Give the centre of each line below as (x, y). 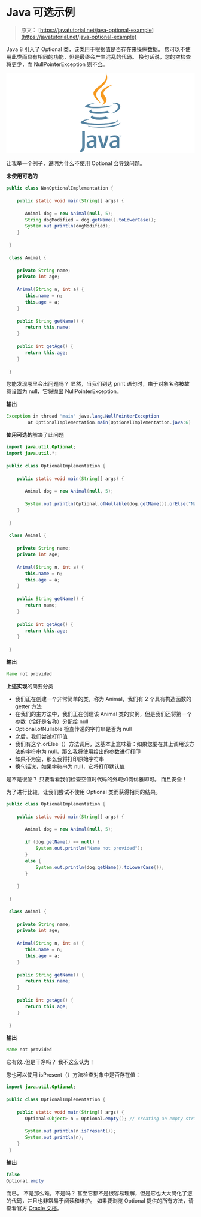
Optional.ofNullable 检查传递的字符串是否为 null (73, 729)
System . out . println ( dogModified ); (68, 226)
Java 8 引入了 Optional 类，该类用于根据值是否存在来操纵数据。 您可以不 (96, 49)
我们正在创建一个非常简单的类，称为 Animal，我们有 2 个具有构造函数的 (103, 699)
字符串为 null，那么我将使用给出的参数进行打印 (83, 751)
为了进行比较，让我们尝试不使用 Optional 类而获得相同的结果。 (84, 792)
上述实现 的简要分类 (30, 686)
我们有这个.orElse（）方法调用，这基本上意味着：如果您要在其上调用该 (102, 744)
